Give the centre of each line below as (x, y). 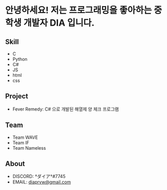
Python (20, 59)
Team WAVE (25, 137)
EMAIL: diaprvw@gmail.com (42, 182)
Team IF (21, 142)
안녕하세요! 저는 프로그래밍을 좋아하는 (78, 10)
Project (17, 96)
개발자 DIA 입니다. (59, 23)
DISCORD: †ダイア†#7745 (39, 176)
